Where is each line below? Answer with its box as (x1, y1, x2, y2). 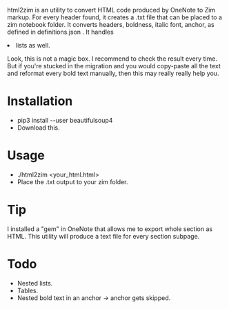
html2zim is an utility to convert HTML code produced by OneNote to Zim (7, 6, 216, 14)
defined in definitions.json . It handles (7, 28, 114, 36)
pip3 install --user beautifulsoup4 (17, 116, 113, 124)
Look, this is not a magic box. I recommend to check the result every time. (7, 54, 217, 63)
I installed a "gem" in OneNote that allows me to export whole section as (7, 224, 212, 233)
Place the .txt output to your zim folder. (17, 177, 129, 186)
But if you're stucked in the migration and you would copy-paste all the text (7, 62, 221, 70)
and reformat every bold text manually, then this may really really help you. (7, 69, 219, 77)
